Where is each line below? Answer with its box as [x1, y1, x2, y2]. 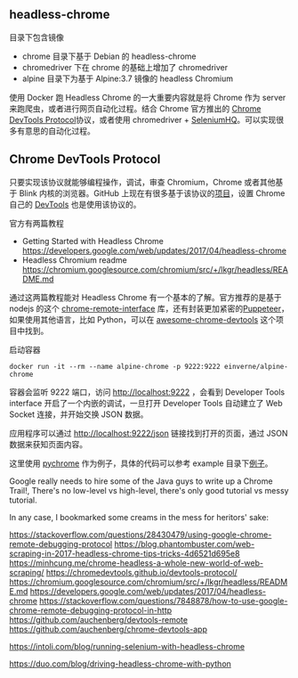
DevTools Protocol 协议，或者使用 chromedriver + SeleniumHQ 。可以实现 [9, 114, 277, 125]
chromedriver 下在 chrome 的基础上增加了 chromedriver [21, 61, 229, 72]
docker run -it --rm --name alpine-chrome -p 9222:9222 [9, 362, 221, 371]
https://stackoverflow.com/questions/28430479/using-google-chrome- [9, 529, 272, 540]
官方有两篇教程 [9, 217, 64, 228]
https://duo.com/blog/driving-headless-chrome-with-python [9, 658, 231, 669]
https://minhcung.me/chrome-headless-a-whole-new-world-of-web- [9, 557, 264, 568]
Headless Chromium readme [21, 254, 127, 265]
